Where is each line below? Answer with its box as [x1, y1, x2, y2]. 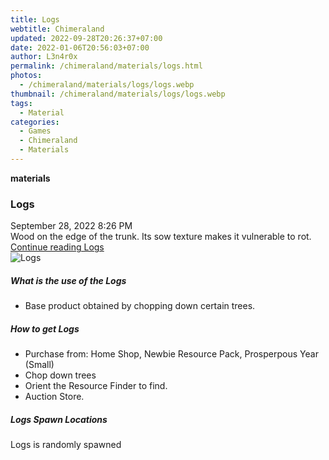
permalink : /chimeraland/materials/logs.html [10, 61, 203, 71]
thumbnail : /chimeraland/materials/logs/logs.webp [10, 89, 226, 99]
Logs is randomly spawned [10, 439, 122, 451]
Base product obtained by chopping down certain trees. [24, 300, 256, 312]
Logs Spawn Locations [10, 413, 108, 425]
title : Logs [10, 14, 60, 25]
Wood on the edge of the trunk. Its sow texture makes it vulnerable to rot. [10, 231, 312, 243]
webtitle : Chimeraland [10, 24, 105, 34]
